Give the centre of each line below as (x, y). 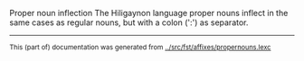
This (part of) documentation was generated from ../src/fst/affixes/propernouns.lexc (140, 48)
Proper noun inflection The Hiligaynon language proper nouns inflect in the (149, 13)
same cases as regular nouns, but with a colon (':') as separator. (129, 22)
